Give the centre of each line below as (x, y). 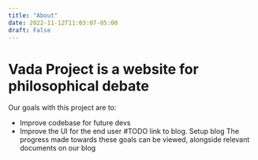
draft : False (30, 30)
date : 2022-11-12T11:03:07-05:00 (63, 23)
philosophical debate (79, 86)
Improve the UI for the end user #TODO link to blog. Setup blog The (129, 132)
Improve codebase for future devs (75, 123)
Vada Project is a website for (103, 69)
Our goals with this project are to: (62, 108)
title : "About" (33, 15)
